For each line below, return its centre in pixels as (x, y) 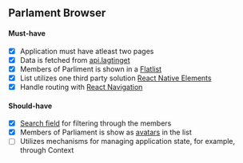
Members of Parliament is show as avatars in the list (106, 132)
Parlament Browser (57, 13)
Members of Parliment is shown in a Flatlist (91, 69)
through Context (47, 150)
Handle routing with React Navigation (81, 87)
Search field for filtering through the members (96, 123)
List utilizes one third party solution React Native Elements (116, 78)
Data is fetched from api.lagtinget (75, 60)
